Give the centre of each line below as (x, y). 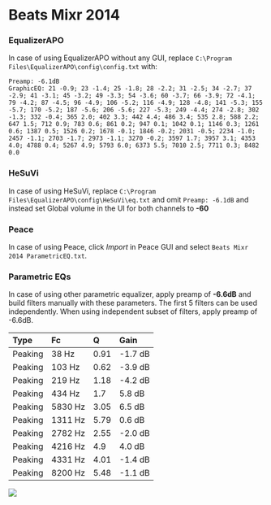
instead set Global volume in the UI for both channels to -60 (109, 208)
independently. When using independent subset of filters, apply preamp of (133, 311)
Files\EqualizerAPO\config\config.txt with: (83, 67)
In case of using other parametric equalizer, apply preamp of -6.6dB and (130, 294)
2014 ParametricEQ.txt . (48, 256)
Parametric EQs (40, 276)
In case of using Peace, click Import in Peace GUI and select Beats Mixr (129, 247)
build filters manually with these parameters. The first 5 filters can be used (133, 303)
